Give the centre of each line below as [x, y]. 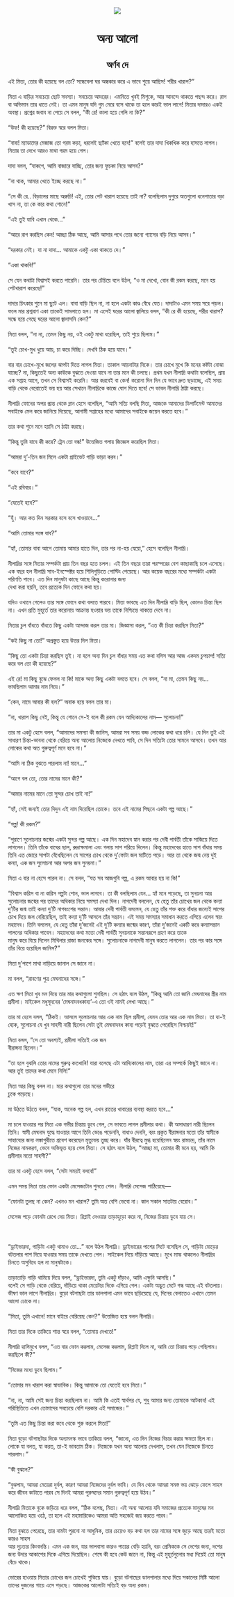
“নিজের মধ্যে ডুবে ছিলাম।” [35, 1370]
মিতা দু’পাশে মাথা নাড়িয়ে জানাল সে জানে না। [52, 963]
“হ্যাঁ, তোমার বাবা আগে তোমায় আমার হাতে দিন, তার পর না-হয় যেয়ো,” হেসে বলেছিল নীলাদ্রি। [99, 548]
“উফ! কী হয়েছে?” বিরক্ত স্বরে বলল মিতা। [49, 127]
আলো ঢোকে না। [24, 1301]
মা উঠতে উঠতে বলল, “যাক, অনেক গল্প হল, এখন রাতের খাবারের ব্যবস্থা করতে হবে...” [91, 1109]
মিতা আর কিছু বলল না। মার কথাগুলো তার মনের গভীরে [61, 1086]
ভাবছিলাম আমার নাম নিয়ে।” [36, 686]
